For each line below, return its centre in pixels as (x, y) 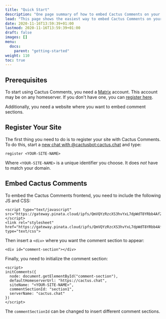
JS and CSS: (18, 201)
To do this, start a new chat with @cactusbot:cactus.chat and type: (73, 144)
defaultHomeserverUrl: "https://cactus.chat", (58, 281)
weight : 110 (17, 55)
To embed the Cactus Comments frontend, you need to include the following (83, 195)
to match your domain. (28, 168)
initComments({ (21, 272)
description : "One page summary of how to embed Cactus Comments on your (83, 14)
